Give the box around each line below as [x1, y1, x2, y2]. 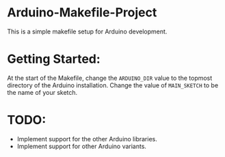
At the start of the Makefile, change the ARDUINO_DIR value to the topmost [7, 74, 213, 82]
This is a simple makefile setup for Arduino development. [7, 27, 168, 35]
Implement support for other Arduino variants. [16, 142, 147, 150]
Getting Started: [7, 51, 101, 67]
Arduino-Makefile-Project [7, 5, 157, 20]
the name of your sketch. [7, 88, 78, 96]
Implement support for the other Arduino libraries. [16, 134, 157, 143]
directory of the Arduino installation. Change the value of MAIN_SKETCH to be [7, 81, 219, 89]
